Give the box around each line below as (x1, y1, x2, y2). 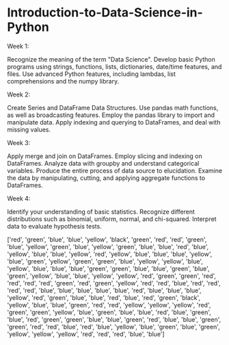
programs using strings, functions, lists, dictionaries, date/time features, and (7, 62, 222, 71)
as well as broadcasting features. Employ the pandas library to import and (7, 111, 215, 119)
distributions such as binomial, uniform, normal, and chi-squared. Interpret (7, 214, 217, 223)
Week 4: (7, 194, 31, 203)
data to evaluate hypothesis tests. (7, 222, 103, 230)
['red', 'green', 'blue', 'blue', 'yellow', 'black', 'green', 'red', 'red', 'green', (7, 235, 207, 244)
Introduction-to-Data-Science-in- (7, 5, 203, 21)
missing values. (7, 125, 51, 133)
